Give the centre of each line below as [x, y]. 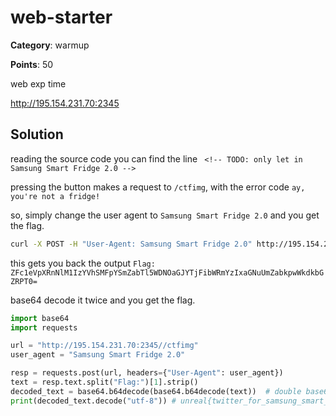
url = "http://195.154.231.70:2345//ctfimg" [104, 346]
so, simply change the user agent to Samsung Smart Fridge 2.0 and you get [165, 215]
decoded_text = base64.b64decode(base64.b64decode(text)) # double [156, 391]
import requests [44, 327]
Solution [37, 134]
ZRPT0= [24, 281]
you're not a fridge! [55, 196]
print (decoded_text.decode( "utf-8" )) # [93, 401]
